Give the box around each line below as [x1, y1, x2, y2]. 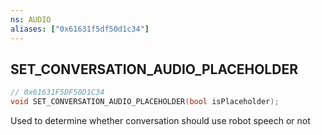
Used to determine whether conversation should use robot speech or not [10, 115, 311, 127]
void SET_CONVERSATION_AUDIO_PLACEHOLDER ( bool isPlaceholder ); [10, 97, 280, 107]
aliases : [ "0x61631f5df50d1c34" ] [10, 24, 150, 34]
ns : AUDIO [10, 14, 52, 25]
